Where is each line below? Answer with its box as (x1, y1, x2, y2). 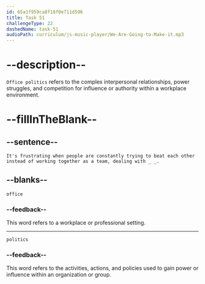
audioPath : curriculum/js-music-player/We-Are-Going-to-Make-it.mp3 (6, 32, 184, 38)
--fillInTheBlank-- (6, 112, 98, 126)
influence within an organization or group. (6, 271, 112, 279)
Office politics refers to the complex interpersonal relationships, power (6, 78, 190, 86)
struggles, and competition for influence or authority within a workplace (6, 85, 187, 92)
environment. (6, 91, 40, 98)
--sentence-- (6, 137, 58, 147)
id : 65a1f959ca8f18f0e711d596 (6, 9, 84, 15)
